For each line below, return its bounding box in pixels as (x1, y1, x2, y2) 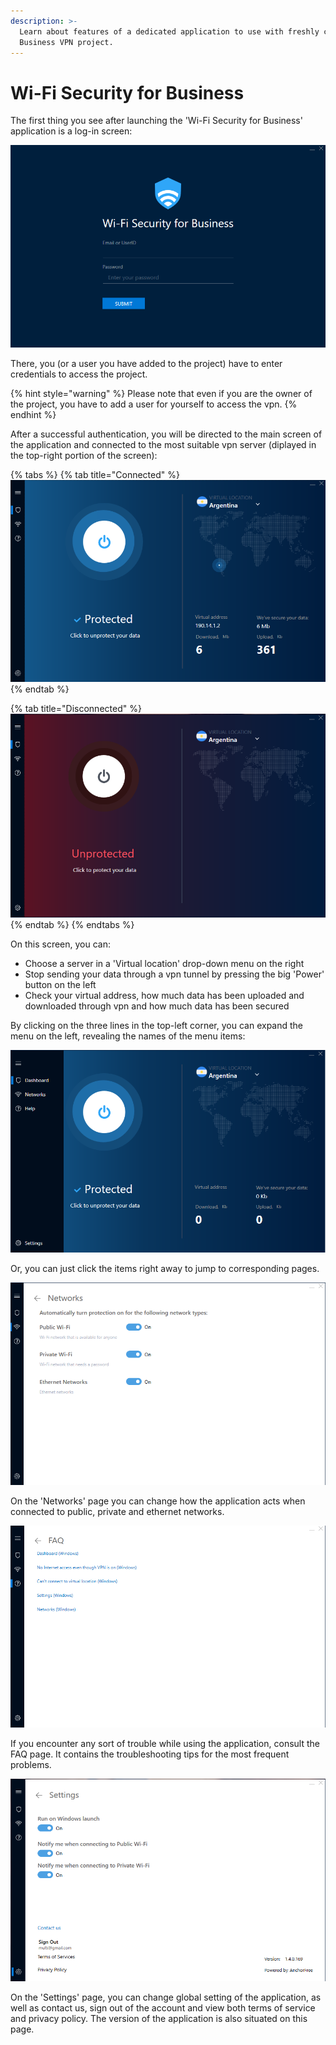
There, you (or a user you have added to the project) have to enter (10, 358, 283, 370)
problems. (10, 1759, 52, 1771)
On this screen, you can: (10, 938, 111, 950)
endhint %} (10, 409, 57, 421)
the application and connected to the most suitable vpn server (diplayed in (10, 439, 317, 451)
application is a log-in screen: (10, 125, 133, 137)
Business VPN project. (19, 37, 114, 47)
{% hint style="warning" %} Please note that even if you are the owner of (10, 388, 313, 400)
